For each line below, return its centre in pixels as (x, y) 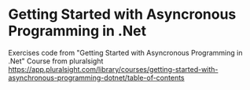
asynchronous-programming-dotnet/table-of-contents (96, 77)
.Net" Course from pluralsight (56, 61)
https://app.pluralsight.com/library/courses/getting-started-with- (113, 69)
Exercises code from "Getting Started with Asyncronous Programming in (125, 52)
